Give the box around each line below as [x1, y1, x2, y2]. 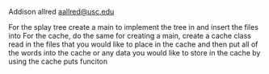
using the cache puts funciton [8, 56, 108, 66]
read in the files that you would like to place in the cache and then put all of [8, 39, 258, 49]
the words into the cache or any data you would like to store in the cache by [8, 48, 261, 57]
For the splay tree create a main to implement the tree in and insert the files [8, 23, 258, 31]
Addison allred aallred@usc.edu [8, 7, 115, 16]
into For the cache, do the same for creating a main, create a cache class [8, 31, 252, 40]
